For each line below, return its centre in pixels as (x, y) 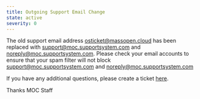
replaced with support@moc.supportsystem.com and (73, 47)
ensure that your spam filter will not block (59, 60)
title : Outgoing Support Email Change (56, 12)
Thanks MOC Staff (30, 90)
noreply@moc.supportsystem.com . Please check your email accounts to (98, 54)
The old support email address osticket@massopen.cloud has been (91, 41)
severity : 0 (21, 23)
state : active (24, 18)
